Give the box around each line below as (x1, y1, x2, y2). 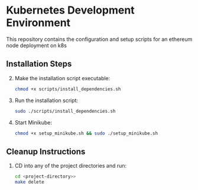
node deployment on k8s (6, 42, 67, 49)
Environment (6, 16, 71, 30)
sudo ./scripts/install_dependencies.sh (14, 108, 116, 114)
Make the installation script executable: (14, 74, 111, 81)
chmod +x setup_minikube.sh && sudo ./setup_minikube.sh (14, 130, 158, 136)
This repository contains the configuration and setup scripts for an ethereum (6, 35, 193, 42)
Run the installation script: (14, 97, 79, 104)
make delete (14, 179, 44, 185)
